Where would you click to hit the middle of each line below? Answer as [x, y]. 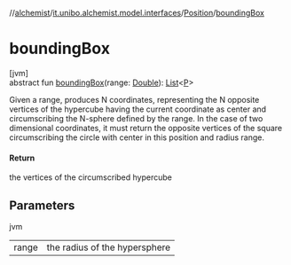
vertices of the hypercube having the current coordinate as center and [138, 109]
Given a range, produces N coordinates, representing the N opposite [134, 99]
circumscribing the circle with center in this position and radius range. [137, 137]
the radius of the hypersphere [109, 247]
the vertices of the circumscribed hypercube [91, 177]
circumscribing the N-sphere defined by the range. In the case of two [136, 118]
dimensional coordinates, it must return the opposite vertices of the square [145, 128]
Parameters [42, 205]
